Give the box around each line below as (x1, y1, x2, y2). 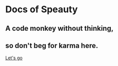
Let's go (5, 55, 23, 61)
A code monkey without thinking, (5, 24, 114, 33)
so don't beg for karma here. (5, 41, 99, 50)
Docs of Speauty (5, 4, 78, 15)
